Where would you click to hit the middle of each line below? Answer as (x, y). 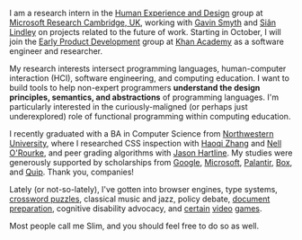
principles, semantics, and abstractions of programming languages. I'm (144, 97)
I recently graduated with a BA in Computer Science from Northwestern (142, 133)
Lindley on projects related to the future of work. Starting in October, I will (145, 32)
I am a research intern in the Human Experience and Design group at (136, 13)
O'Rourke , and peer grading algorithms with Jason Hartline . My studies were (151, 153)
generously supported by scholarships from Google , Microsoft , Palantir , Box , (151, 162)
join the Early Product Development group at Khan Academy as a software (147, 41)
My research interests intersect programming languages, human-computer (148, 68)
